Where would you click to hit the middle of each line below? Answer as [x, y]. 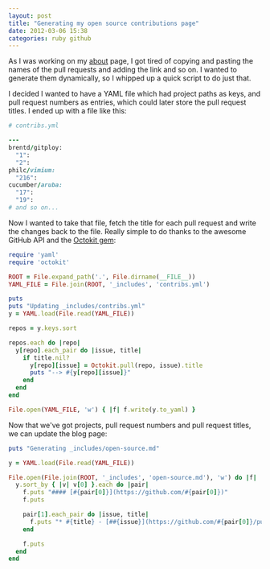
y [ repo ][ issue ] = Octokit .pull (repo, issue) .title [116, 365]
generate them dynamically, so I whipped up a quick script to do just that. [130, 78]
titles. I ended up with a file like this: [67, 111]
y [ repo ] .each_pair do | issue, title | [79, 350]
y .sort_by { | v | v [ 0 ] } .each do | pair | [82, 485]
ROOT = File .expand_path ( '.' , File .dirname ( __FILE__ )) [102, 277]
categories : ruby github [50, 38]
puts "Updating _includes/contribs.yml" [77, 307]
